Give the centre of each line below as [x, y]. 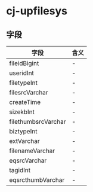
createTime [25, 102]
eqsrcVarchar [28, 161]
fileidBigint [24, 63]
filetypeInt [23, 83]
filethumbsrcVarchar [38, 122]
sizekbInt [22, 112]
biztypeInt [23, 131]
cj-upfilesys [37, 11]
